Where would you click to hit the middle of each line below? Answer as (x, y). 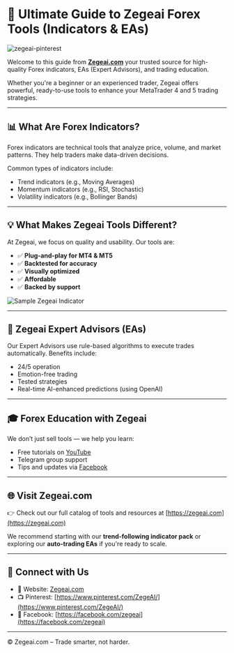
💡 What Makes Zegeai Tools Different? (92, 225)
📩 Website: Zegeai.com (50, 589)
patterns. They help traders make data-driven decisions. (88, 155)
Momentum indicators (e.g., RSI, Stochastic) (80, 189)
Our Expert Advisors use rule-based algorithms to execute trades (101, 346)
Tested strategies (42, 382)
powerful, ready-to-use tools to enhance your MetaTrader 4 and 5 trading (113, 90)
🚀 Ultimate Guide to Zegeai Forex (104, 14)
